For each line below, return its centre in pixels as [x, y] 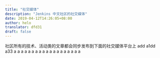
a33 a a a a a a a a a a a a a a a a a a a [43, 51]
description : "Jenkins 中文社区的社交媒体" [46, 14]
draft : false [18, 32]
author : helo [18, 23]
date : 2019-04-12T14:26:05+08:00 [39, 18]
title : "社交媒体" [22, 9]
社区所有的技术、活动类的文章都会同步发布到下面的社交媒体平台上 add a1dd [80, 46]
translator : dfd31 [23, 27]
